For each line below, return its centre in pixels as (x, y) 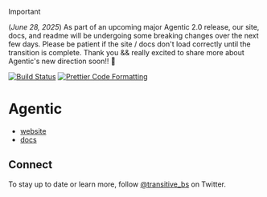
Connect (31, 165)
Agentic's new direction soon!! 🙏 (62, 61)
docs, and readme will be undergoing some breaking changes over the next (133, 36)
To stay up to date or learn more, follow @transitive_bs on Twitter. (117, 184)
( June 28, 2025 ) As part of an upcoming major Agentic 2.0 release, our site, (134, 27)
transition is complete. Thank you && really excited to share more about (127, 52)
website (33, 131)
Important (25, 12)
